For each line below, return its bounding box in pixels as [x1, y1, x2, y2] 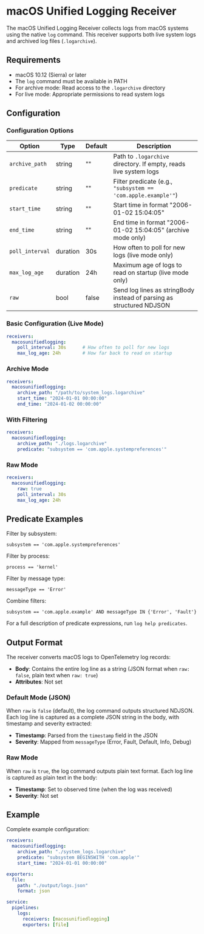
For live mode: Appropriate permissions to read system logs [15, 90, 165, 98]
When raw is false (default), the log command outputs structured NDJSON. [6, 707, 194, 714]
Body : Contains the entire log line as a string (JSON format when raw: [15, 665, 190, 673]
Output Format [6, 637, 63, 648]
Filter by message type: [6, 575, 66, 582]
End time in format [113, 218, 166, 227]
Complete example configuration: [6, 826, 90, 833]
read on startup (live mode [113, 269, 189, 277]
